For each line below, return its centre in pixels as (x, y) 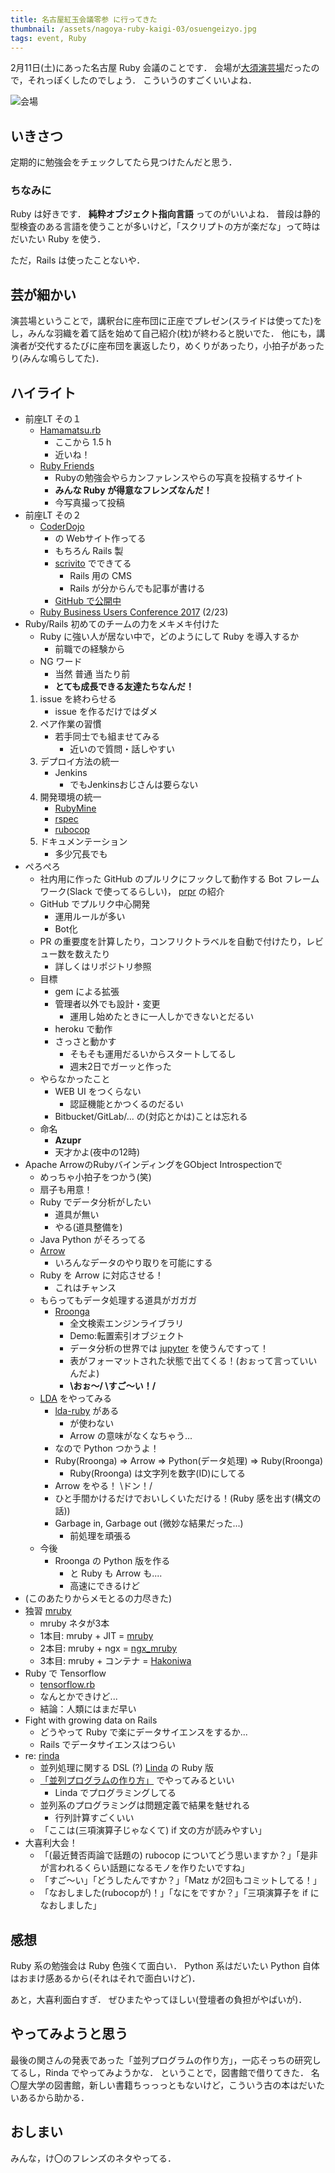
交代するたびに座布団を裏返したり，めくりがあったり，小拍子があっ (176, 346)
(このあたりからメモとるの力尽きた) (98, 1598)
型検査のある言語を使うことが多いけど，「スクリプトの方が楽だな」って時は (165, 227)
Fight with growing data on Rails (91, 1720)
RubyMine (75, 808)
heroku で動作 (83, 1029)
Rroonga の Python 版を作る (112, 1561)
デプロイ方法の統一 (79, 762)
